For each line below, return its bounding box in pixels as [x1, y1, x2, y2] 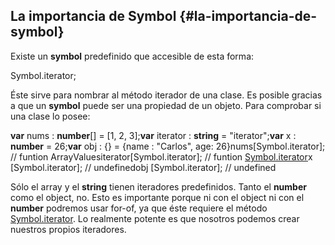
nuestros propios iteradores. [10, 223, 127, 235]
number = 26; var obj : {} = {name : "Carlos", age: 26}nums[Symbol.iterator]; [10, 140, 326, 152]
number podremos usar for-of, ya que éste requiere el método [10, 202, 268, 214]
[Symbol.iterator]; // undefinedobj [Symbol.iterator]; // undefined [10, 161, 277, 173]
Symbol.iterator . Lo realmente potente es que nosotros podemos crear [10, 212, 300, 224]
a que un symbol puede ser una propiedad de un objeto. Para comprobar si [10, 99, 322, 111]
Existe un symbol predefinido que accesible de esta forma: [10, 50, 255, 62]
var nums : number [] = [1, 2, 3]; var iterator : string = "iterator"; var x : [10, 129, 297, 141]
